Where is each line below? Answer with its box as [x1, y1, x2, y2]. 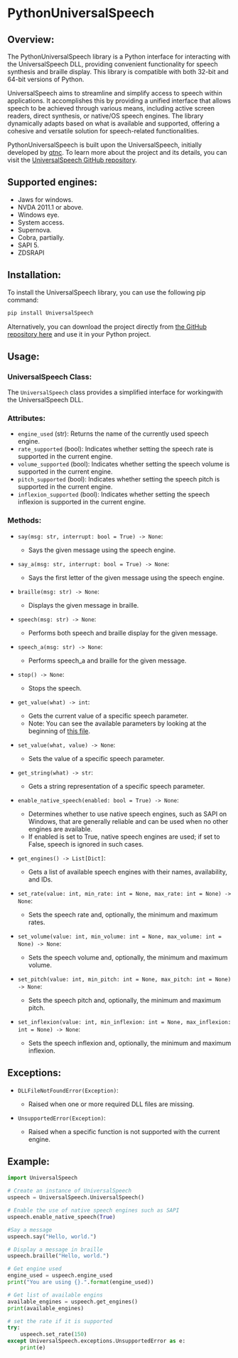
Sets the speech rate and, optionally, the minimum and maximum [28, 910, 218, 919]
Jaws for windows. [17, 195, 73, 204]
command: [7, 295, 39, 304]
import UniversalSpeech [7, 1175, 78, 1182]
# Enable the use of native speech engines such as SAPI [7, 1207, 180, 1214]
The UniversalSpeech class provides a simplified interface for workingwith [7, 388, 223, 397]
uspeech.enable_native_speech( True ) [7, 1213, 116, 1220]
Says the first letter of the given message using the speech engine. [28, 573, 225, 582]
